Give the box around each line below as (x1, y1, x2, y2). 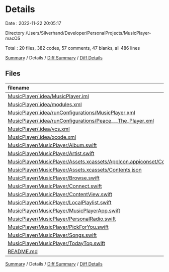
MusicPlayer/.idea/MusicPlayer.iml (8, 93, 89, 100)
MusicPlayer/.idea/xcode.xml (8, 133, 76, 140)
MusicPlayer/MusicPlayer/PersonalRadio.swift (8, 215, 116, 222)
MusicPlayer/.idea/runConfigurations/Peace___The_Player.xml (8, 117, 154, 124)
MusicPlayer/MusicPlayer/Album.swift (8, 142, 97, 149)
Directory (5, 30, 25, 36)
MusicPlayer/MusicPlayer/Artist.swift (8, 150, 95, 157)
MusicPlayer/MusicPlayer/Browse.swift (8, 174, 100, 182)
